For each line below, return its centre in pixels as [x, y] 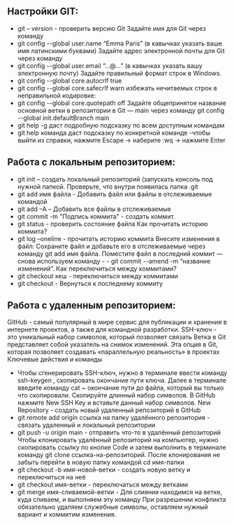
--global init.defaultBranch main [63, 118]
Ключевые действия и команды [55, 360]
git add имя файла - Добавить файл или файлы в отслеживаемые [115, 194]
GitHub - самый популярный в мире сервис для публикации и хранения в [117, 322]
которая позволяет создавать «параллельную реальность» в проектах [114, 352]
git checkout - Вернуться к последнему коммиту [90, 283]
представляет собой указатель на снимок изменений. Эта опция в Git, [113, 345]
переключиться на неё [51, 477]
